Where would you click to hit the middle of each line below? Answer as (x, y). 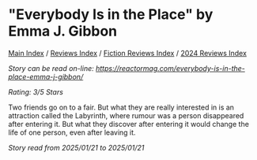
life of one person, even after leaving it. (72, 132)
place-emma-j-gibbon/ (46, 76)
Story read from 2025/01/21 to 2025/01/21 (76, 147)
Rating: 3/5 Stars (36, 91)
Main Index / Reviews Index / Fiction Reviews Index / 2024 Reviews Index (128, 53)
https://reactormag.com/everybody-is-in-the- (170, 68)
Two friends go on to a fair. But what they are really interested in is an (121, 107)
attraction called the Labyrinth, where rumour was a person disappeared (126, 115)
